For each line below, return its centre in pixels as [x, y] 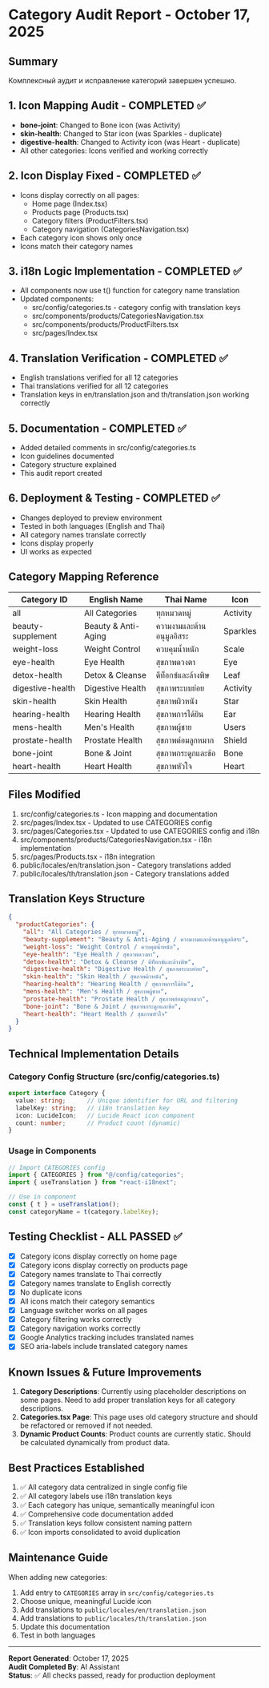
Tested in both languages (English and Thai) [92, 526]
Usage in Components [52, 1151]
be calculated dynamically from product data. [95, 1443]
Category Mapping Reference [84, 577]
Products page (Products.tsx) [80, 212]
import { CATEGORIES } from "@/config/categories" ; [96, 1175]
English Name [116, 599]
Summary [33, 61]
